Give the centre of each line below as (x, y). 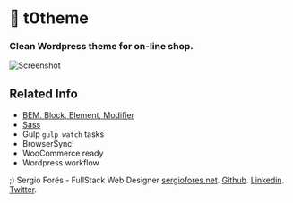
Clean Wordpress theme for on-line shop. (102, 47)
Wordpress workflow (61, 163)
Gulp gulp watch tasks (63, 134)
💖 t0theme (49, 18)
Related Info (43, 93)
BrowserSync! (48, 144)
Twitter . (23, 190)
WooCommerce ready (63, 153)
